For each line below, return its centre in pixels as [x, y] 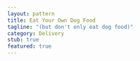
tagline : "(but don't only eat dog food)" [70, 27]
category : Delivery [36, 33]
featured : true [30, 46]
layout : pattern [31, 14]
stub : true [23, 40]
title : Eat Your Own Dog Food [52, 20]
